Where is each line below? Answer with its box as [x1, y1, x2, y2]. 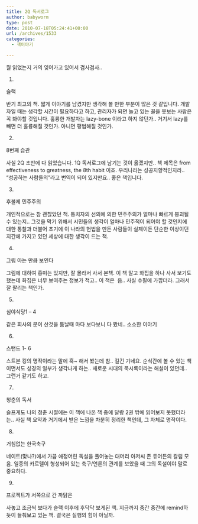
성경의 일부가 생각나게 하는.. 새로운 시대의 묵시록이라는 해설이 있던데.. [26, 364, 187, 371]
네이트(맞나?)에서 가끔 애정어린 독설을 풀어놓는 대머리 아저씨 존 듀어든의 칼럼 [6, 452, 183, 460]
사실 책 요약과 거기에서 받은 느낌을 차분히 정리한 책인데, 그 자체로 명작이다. [15, 416, 187, 423]
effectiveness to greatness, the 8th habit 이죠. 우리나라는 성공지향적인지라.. [6, 166, 185, 173]
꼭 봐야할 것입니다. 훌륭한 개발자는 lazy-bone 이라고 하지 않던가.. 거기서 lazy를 [6, 115, 189, 122]
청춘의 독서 [6, 396, 32, 403]
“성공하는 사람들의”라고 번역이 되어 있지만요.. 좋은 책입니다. [6, 174, 144, 181]
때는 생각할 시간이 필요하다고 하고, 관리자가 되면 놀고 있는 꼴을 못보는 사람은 [17, 108, 192, 115]
